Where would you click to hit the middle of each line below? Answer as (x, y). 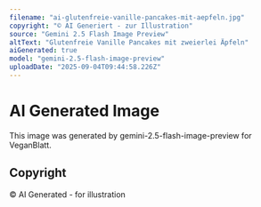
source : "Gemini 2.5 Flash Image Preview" (89, 34)
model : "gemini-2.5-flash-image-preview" (87, 59)
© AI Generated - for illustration (68, 194)
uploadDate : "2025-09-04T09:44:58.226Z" (86, 68)
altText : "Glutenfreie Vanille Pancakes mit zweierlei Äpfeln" (129, 42)
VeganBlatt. (30, 145)
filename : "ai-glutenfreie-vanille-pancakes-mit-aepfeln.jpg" (127, 17)
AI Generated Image (85, 111)
